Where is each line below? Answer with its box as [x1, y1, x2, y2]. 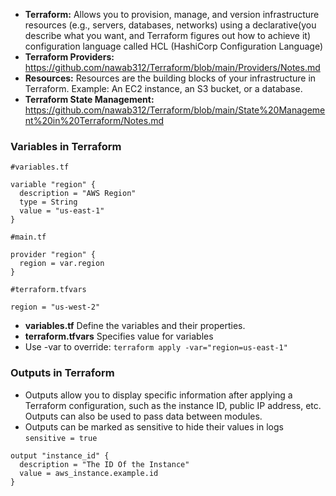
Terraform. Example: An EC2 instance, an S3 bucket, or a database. [24, 83, 303, 94]
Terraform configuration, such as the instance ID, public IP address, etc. [24, 399, 322, 411]
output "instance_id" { [10, 450, 110, 461]
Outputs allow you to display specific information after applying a [24, 389, 293, 401]
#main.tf [10, 232, 47, 243]
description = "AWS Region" [19, 189, 137, 199]
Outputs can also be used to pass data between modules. [24, 410, 263, 422]
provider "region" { [10, 250, 97, 260]
